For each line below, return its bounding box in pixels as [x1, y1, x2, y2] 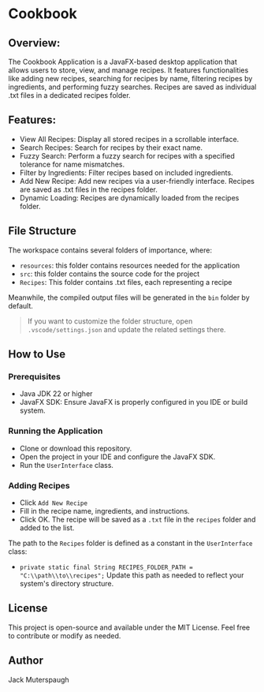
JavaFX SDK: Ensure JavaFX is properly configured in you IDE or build [19, 398, 248, 407]
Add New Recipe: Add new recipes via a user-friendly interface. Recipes [19, 176, 255, 185]
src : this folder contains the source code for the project [19, 269, 200, 279]
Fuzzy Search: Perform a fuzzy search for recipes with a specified [19, 151, 235, 160]
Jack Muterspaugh [8, 675, 69, 684]
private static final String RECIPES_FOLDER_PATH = [19, 563, 193, 571]
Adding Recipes [8, 480, 70, 491]
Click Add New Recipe [19, 498, 88, 507]
